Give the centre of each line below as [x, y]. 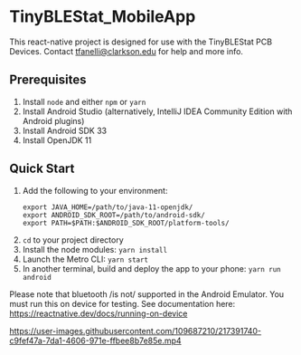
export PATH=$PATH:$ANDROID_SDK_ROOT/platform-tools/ [126, 223]
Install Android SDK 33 [65, 130]
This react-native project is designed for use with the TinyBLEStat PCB [141, 42]
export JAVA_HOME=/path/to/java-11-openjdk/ [108, 207]
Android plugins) [53, 120]
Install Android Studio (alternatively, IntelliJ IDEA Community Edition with [157, 111]
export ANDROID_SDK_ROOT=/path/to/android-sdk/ [113, 215]
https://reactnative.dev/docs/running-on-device [99, 313]
